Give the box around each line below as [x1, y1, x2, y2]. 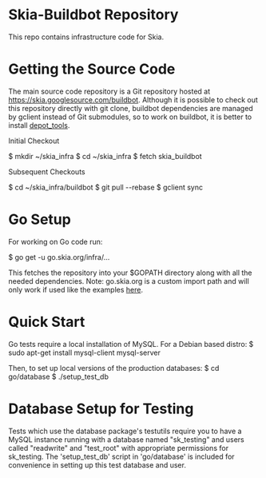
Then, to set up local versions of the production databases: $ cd [8, 363, 220, 372]
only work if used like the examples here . [8, 285, 144, 294]
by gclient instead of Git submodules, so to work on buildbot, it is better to [8, 112, 252, 121]
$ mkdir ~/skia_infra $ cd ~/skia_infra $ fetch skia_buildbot [8, 151, 202, 161]
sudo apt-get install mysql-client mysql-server [8, 348, 161, 357]
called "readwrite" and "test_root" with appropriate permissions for [8, 443, 229, 452]
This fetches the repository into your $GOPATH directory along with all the [8, 268, 252, 277]
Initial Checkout [8, 136, 60, 145]
